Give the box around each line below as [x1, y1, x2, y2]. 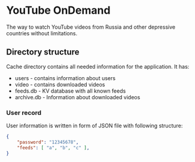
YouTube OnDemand [6, 4, 111, 17]
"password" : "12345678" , [17, 139, 79, 145]
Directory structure [6, 47, 80, 57]
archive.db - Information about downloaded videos [14, 93, 141, 100]
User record [6, 108, 42, 117]
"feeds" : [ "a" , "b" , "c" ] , [17, 145, 90, 151]
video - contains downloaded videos [14, 81, 105, 88]
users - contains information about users [14, 74, 115, 81]
